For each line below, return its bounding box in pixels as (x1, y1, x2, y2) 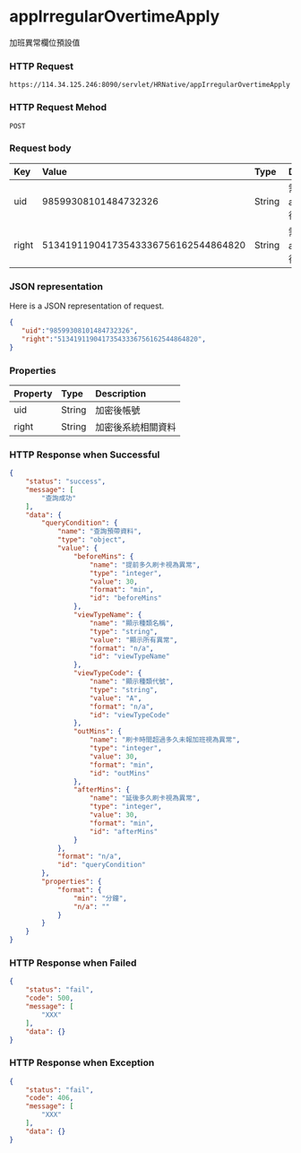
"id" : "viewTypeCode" (89, 710, 170, 719)
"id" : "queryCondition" (56, 861, 146, 870)
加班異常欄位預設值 (9, 37, 81, 48)
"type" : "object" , (56, 535, 126, 544)
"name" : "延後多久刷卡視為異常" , (89, 793, 201, 803)
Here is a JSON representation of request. (9, 300, 164, 311)
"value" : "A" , (89, 693, 142, 703)
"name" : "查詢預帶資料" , (56, 527, 142, 536)
